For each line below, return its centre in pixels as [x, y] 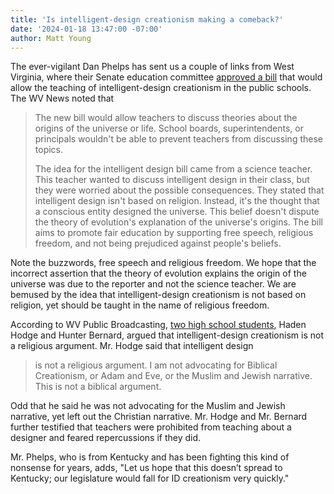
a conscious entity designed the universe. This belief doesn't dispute [177, 212]
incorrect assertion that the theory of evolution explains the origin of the [158, 273]
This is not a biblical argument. [98, 387]
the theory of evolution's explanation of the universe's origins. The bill [178, 222]
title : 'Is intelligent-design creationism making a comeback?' [147, 19]
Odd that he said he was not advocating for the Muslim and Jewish [148, 406]
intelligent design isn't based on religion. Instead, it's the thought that [177, 201]
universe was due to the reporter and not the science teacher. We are [153, 284]
